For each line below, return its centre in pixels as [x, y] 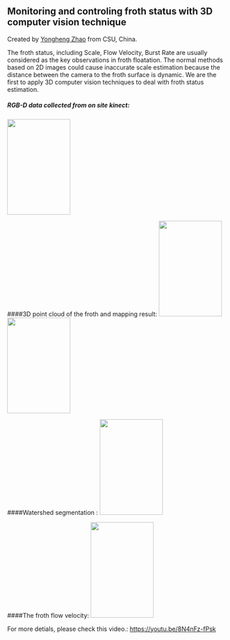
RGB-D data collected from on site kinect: [68, 105]
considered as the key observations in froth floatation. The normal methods [115, 60]
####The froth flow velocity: [48, 615]
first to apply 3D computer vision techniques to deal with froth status [106, 82]
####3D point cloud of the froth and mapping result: [82, 314]
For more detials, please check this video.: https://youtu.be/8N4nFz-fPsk [112, 629]
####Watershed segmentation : [53, 512]
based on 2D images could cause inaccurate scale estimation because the [114, 67]
